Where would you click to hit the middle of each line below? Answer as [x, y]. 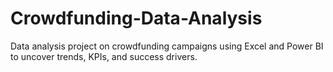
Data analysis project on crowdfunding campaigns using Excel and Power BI [167, 46]
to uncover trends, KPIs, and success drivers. [104, 56]
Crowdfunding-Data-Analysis [136, 18]
